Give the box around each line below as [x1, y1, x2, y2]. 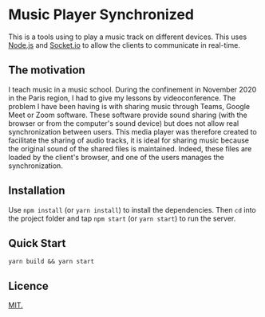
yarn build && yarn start [8, 257, 94, 266]
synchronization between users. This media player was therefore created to [8, 127, 257, 136]
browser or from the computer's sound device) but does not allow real [8, 118, 239, 128]
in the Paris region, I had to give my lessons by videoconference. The [8, 93, 236, 103]
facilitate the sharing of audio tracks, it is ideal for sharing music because [8, 135, 250, 145]
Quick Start [8, 237, 66, 250]
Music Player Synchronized [8, 6, 194, 24]
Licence [8, 279, 49, 292]
